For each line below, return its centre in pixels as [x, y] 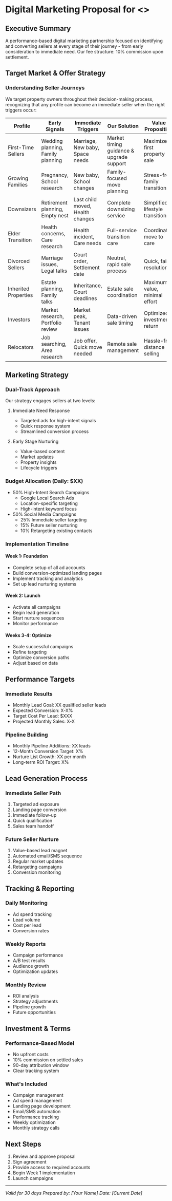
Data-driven [122, 316]
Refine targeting [30, 652]
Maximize [155, 141]
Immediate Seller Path [33, 793]
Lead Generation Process [47, 778]
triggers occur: [21, 110]
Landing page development [41, 1106]
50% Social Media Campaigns [45, 514]
